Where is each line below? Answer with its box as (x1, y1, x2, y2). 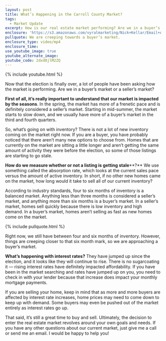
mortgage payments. (5, 280, 48, 286)
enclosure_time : (5, 44, 39, 49)
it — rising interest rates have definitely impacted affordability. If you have (5, 264, 156, 270)
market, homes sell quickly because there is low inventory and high (5, 203, 142, 209)
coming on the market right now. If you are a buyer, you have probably (5, 132, 148, 138)
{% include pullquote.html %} (5, 224, 65, 230)
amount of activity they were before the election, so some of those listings (5, 147, 157, 153)
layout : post (5, 7, 32, 12)
